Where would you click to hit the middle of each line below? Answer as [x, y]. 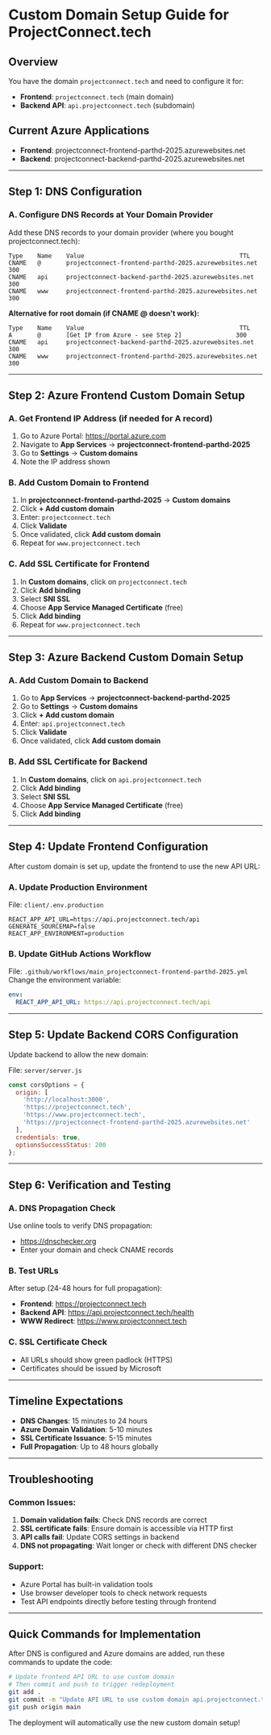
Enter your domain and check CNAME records [97, 1250]
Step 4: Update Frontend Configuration [108, 847]
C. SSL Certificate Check [58, 1342]
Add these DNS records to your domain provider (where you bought [121, 233]
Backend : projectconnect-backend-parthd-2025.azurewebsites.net [132, 158]
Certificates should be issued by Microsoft [90, 1368]
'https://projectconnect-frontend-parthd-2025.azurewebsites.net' [137, 1123]
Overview [33, 62]
